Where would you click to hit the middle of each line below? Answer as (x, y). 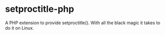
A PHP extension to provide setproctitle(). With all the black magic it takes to (83, 23)
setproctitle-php (40, 9)
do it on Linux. (20, 28)
